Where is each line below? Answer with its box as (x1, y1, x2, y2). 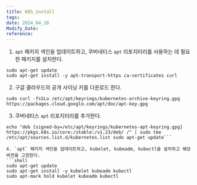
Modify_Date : (6, 25, 39, 32)
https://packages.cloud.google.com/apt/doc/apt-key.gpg (6, 101, 148, 107)
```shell (6, 158, 28, 164)
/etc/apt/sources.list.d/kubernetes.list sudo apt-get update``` (6, 135, 172, 141)
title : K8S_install (6, 8, 55, 15)
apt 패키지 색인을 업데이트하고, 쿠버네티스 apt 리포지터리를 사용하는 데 (14, 48, 179, 55)
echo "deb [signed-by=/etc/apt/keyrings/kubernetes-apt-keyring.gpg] (6, 124, 183, 130)
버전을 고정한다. (6, 153, 41, 159)
